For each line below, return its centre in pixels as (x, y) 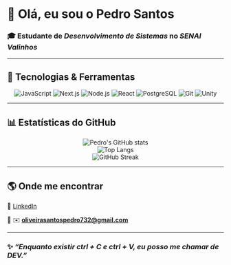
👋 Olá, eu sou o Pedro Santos (91, 14)
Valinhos (22, 47)
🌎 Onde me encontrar (55, 186)
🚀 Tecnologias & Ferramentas (71, 77)
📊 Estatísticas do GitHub (62, 122)
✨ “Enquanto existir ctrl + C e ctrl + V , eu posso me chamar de (113, 246)
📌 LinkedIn (22, 206)
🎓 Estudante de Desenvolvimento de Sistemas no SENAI (104, 36)
